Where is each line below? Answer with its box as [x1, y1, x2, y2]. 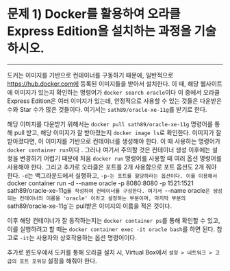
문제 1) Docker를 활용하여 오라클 [7, 6, 181, 22]
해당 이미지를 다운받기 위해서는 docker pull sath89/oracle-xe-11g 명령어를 [7, 119, 214, 128]
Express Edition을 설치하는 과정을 [7, 23, 192, 39]
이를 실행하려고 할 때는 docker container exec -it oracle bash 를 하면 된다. [7, 224, 216, 233]
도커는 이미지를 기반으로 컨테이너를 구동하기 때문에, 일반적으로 [7, 71, 174, 79]
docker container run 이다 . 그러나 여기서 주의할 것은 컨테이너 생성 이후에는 [7, 145, 211, 154]
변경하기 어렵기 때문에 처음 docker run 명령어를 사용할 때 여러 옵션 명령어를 [19, 154, 222, 162]
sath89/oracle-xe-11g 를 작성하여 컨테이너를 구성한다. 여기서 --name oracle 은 [7, 186, 210, 194]
